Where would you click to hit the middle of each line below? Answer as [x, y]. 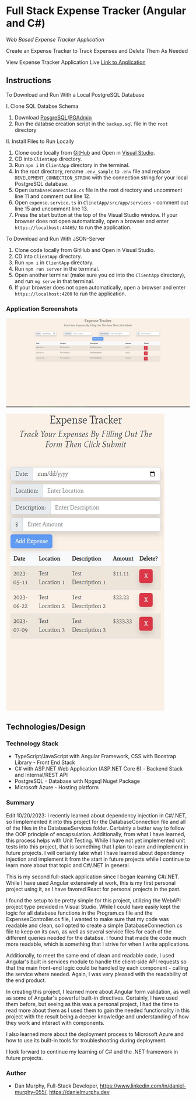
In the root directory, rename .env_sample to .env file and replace [92, 171]
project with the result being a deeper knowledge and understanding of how [98, 1016]
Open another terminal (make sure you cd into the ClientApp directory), [100, 275]
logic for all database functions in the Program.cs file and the [79, 913]
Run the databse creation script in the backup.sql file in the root [91, 124]
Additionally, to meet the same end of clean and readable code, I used [90, 955]
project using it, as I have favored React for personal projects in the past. [93, 889]
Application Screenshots [42, 309]
